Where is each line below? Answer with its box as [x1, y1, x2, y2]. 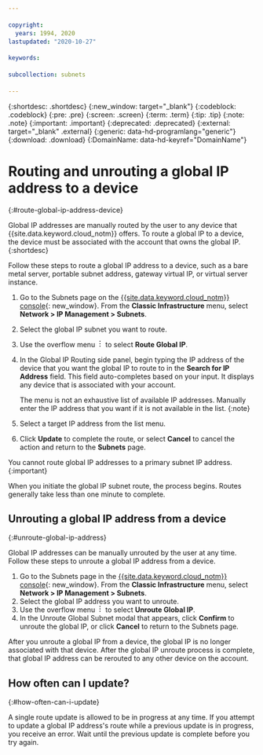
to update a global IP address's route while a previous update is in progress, [8, 721, 254, 731]
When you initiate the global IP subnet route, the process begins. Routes [8, 481, 242, 490]
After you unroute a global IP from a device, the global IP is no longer [8, 637, 232, 647]
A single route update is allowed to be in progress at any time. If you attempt [8, 713, 255, 722]
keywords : [8, 54, 41, 62]
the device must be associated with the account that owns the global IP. [8, 236, 241, 247]
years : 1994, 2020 [15, 29, 76, 37]
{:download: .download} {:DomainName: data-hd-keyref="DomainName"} [8, 134, 247, 145]
